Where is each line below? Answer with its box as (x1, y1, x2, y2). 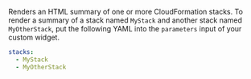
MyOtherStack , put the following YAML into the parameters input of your (8, 24, 242, 33)
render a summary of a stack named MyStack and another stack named (8, 15, 243, 25)
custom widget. (8, 32, 60, 42)
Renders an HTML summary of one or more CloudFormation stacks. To (8, 7, 244, 16)
